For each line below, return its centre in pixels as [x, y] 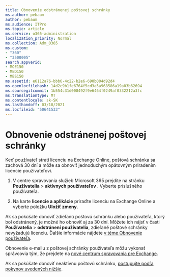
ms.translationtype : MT [31, 95]
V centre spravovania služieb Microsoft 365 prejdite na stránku [79, 180]
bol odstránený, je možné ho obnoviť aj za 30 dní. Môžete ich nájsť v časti [82, 222]
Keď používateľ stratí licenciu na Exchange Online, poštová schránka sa [80, 160]
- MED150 [15, 72]
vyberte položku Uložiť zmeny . [45, 207]
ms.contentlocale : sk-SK [32, 100]
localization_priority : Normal [38, 39]
